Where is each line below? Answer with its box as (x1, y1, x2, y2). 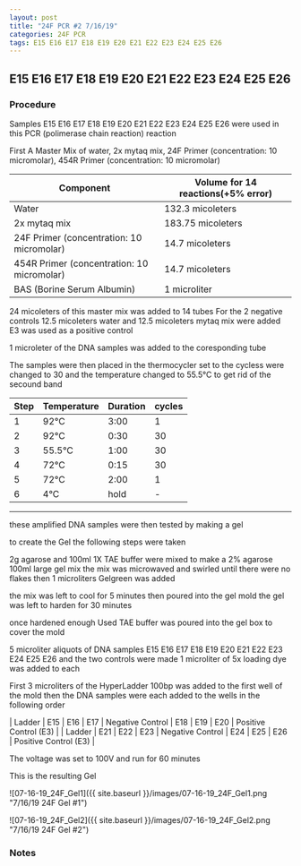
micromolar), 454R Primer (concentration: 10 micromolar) (9, 154, 221, 166)
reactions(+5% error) (178, 187, 273, 200)
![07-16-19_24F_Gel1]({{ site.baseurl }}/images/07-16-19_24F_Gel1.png (9, 787, 268, 798)
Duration (107, 399, 146, 412)
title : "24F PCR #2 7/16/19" (9, 21, 118, 30)
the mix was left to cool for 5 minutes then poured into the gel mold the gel (9, 590, 285, 601)
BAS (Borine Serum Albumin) (13, 283, 136, 296)
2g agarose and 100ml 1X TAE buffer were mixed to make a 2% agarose (9, 553, 273, 564)
